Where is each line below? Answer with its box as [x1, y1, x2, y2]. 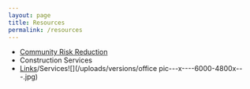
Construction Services [19, 55, 93, 65]
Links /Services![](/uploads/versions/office [19, 64, 158, 73]
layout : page [8, 11, 51, 20]
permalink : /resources [8, 26, 83, 34]
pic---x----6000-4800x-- [159, 64, 243, 73]
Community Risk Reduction [19, 48, 108, 57]
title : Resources [8, 19, 65, 27]
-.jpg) [19, 72, 38, 82]
